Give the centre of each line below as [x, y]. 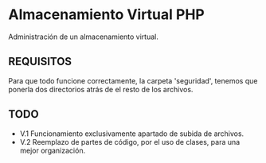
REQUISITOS [40, 62]
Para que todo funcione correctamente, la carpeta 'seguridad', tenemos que [133, 80]
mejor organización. [53, 150]
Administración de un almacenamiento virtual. [84, 37]
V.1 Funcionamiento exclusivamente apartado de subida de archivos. [132, 134]
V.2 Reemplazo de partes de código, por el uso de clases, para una [130, 142]
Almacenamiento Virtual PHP [106, 15]
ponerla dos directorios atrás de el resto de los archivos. [101, 89]
